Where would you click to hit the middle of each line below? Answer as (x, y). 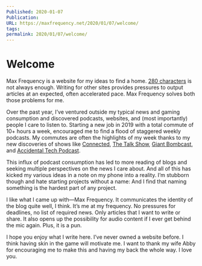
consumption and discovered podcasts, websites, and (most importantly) (97, 118)
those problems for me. (35, 100)
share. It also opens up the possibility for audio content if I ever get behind (99, 219)
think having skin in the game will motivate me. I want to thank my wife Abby (101, 244)
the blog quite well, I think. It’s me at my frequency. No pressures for (91, 206)
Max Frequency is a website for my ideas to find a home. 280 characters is (99, 81)
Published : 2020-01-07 (35, 12)
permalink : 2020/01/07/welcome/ (47, 34)
